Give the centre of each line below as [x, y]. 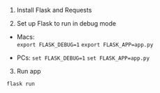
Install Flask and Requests [54, 10]
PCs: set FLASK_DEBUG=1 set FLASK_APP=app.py [83, 58]
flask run [21, 84]
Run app [29, 71]
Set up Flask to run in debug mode [66, 23]
